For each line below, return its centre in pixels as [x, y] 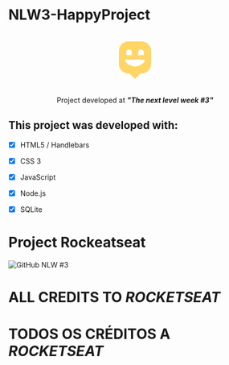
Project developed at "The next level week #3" [135, 100]
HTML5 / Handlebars [55, 145]
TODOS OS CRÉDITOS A [90, 334]
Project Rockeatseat [77, 243]
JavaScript [38, 177]
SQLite [31, 209]
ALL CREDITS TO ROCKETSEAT [115, 298]
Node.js [33, 193]
